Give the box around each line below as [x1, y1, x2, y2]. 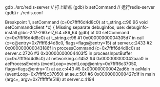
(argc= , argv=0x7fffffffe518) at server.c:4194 [5, 76, 95, 82]
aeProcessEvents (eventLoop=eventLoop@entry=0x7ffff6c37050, [5, 61, 138, 66]
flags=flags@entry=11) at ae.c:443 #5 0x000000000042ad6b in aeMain [5, 66, 150, 72]
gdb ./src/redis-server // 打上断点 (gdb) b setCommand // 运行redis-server [5, 4, 155, 10]
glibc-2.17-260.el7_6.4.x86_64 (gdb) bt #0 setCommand [18, 30, 129, 35]
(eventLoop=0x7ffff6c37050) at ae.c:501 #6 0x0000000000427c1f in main [5, 71, 155, 77]
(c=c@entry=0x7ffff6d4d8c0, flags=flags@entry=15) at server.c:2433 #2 [5, 40, 152, 45]
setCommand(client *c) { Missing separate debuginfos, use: [5, 24, 125, 30]
